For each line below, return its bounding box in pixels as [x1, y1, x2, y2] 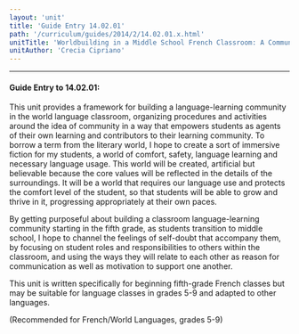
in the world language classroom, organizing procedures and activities [9, 111, 267, 122]
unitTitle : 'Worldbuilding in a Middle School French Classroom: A [9, 37, 265, 47]
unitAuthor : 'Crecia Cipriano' [9, 46, 125, 55]
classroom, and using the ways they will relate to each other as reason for [9, 251, 280, 263]
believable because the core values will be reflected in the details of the [9, 168, 273, 179]
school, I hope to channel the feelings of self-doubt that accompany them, [9, 232, 282, 243]
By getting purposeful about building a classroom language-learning [9, 214, 260, 224]
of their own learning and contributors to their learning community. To [9, 130, 265, 141]
